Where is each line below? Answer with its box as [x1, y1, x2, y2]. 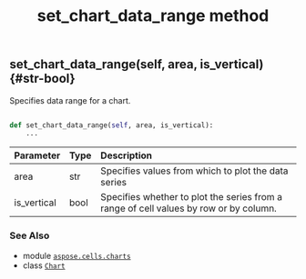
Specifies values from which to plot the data [99, 164, 289, 177]
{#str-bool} [9, 71, 76, 86]
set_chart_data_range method [36, 5, 270, 26]
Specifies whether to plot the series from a [99, 191, 282, 204]
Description [99, 149, 153, 162]
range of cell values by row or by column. [99, 202, 278, 214]
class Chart [22, 260, 66, 271]
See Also [9, 229, 50, 242]
